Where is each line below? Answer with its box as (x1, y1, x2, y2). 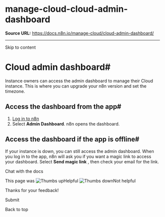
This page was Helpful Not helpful (5, 178, 136, 184)
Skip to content (5, 44, 36, 50)
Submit (5, 197, 20, 203)
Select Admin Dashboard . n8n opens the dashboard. (12, 121, 120, 126)
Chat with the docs (5, 168, 43, 174)
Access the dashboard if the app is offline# (5, 135, 139, 144)
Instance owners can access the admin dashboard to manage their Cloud (5, 78, 153, 84)
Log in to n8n (12, 116, 39, 122)
